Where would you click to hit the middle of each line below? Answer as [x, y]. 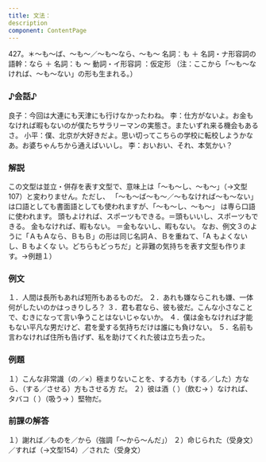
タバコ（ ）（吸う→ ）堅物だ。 [57, 398]
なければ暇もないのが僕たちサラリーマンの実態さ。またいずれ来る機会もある [133, 125]
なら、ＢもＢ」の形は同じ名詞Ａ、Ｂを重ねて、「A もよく [142, 236]
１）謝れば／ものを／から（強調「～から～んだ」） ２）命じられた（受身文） [133, 440]
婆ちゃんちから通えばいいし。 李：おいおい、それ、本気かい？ [131, 145]
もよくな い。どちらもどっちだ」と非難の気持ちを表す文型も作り [134, 246]
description [28, 23]
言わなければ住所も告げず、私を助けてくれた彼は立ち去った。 [109, 337]
